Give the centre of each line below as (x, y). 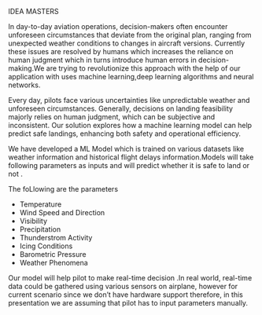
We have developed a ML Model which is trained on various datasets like (126, 149)
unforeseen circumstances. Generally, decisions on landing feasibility (121, 108)
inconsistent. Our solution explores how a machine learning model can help (130, 125)
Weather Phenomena (54, 263)
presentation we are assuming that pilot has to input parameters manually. (128, 303)
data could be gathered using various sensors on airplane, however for (123, 286)
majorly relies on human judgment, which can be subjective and (112, 117)
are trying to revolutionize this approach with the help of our (144, 68)
